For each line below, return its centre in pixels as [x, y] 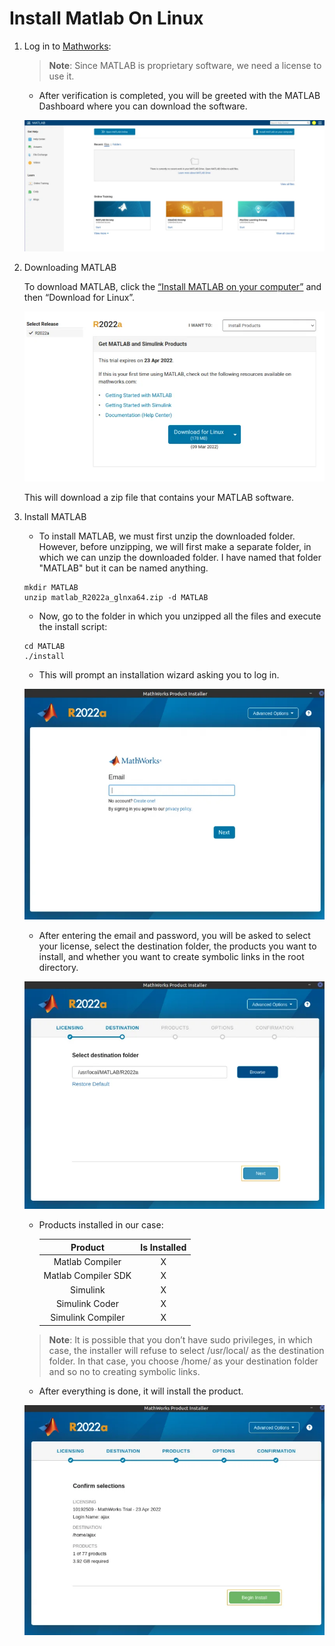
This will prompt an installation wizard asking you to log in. [159, 675]
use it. [61, 76]
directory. [58, 967]
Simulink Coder [87, 1303]
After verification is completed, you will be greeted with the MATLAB [179, 95]
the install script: [73, 626]
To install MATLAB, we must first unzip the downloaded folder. [167, 536]
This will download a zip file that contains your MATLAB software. [159, 497]
